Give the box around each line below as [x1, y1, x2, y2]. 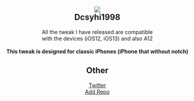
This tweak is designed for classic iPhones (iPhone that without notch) [6, 47, 189, 55]
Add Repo [85, 88, 110, 95]
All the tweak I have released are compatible [41, 28, 153, 35]
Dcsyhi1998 [74, 12, 121, 23]
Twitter [88, 82, 106, 89]
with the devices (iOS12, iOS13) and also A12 [41, 35, 153, 42]
